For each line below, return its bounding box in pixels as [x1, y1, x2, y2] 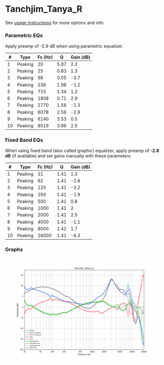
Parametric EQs [5, 32, 43, 39]
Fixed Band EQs [5, 136, 43, 143]
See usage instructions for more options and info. [5, 20, 105, 26]
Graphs [5, 246, 23, 253]
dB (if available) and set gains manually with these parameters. [5, 153, 132, 159]
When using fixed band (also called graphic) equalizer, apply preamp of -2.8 [5, 148, 160, 153]
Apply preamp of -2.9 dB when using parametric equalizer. [5, 43, 124, 49]
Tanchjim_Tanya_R [5, 3, 83, 15]
